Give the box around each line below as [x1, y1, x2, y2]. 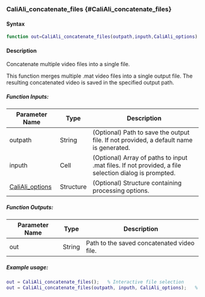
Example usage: [6, 263, 49, 271]
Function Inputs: [6, 92, 49, 100]
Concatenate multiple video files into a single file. [6, 61, 130, 68]
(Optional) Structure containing [92, 179, 182, 187]
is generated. [92, 143, 131, 152]
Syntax [6, 20, 25, 28]
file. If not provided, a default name [92, 136, 193, 145]
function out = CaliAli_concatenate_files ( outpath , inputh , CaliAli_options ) [6, 34, 198, 40]
